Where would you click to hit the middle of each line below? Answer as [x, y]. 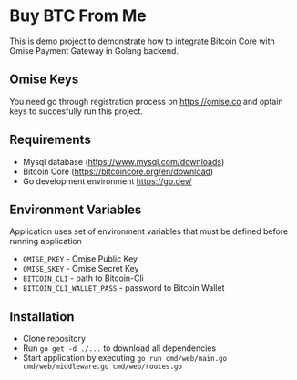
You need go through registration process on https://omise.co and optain [147, 101]
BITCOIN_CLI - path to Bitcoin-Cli [83, 278]
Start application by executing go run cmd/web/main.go [125, 358]
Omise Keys [44, 80]
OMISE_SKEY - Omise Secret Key [81, 269]
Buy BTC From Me [78, 16]
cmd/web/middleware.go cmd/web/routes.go [102, 367]
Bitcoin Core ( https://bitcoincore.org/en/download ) [118, 171]
